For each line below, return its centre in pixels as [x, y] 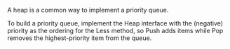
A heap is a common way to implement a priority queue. [88, 10]
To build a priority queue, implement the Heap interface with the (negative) [115, 23]
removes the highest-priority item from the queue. [80, 38]
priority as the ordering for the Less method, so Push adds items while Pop [115, 31]
